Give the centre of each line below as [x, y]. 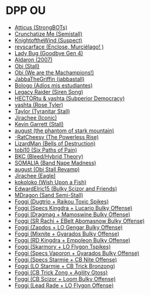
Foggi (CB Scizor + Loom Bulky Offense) [65, 279]
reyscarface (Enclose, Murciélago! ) [59, 47]
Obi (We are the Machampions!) [54, 72]
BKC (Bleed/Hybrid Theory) [49, 156]
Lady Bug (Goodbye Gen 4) [49, 53]
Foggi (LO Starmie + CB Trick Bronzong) [65, 266]
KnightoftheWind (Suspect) [48, 40]
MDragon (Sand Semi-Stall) [49, 195]
